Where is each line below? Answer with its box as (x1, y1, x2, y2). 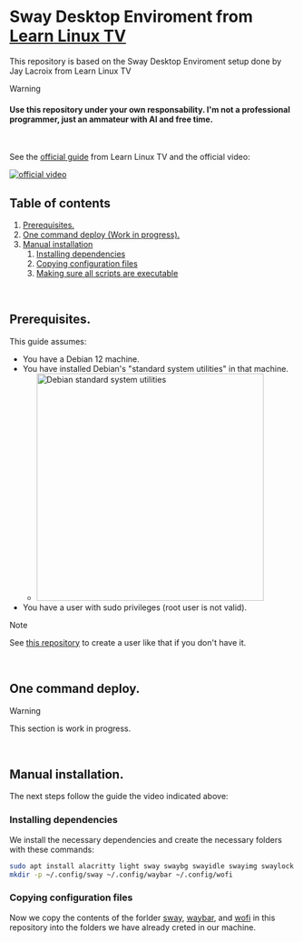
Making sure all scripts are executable (35, 267, 179, 278)
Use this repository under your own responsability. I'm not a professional (9, 104, 290, 115)
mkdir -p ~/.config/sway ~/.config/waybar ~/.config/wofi (9, 870, 233, 879)
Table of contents (9, 195, 111, 211)
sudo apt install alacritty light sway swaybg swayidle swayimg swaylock (9, 861, 295, 870)
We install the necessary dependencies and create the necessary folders (9, 834, 283, 845)
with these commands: (9, 844, 95, 855)
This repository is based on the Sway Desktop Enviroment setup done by (9, 55, 282, 66)
